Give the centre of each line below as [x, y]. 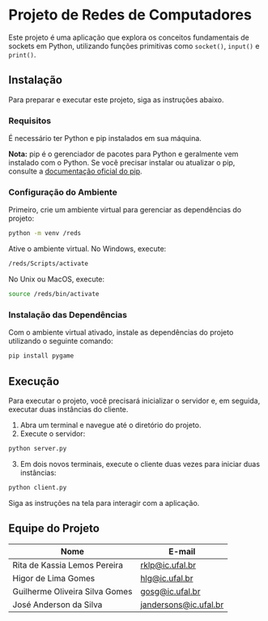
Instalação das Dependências [68, 315]
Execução [34, 381]
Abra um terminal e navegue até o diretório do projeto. [111, 425]
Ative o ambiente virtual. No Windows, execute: [87, 249]
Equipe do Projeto [54, 529]
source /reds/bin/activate [54, 294]
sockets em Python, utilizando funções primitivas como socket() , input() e [134, 45]
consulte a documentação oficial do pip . [76, 171]
